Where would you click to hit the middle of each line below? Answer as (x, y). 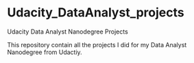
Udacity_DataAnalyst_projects (96, 13)
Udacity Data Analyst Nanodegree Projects (68, 32)
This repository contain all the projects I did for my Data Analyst (97, 45)
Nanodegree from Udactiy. (45, 52)
